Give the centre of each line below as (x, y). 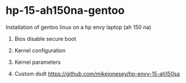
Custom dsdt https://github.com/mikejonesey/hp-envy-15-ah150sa (97, 73)
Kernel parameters (37, 62)
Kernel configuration (40, 50)
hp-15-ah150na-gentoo (65, 11)
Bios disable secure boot (45, 38)
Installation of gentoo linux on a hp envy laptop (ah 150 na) (79, 27)
